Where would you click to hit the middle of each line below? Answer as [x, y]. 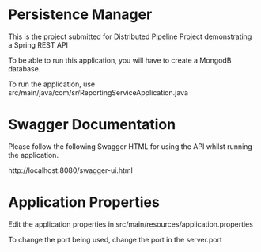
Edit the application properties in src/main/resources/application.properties [130, 224]
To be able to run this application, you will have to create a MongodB [120, 60]
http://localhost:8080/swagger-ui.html [70, 170]
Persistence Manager [80, 15]
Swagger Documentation [92, 125]
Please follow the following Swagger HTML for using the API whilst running [130, 146]
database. [25, 68]
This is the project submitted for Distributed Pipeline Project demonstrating [130, 36]
